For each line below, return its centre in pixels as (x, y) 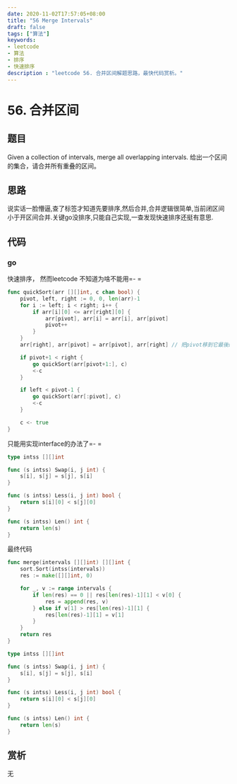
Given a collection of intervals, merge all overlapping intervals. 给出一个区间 (117, 157)
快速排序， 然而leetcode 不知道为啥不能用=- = (75, 279)
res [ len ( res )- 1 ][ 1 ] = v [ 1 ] (85, 615)
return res (36, 635)
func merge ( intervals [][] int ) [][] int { (69, 563)
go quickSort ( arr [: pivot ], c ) (77, 397)
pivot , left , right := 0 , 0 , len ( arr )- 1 (80, 299)
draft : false (26, 27)
